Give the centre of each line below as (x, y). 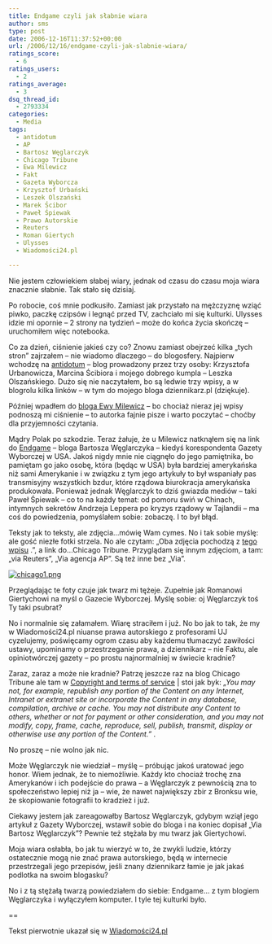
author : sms (29, 24)
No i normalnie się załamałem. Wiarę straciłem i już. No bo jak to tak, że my (134, 623)
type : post (27, 31)
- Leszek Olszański (49, 197)
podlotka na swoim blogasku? (58, 875)
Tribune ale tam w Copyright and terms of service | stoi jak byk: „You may (132, 682)
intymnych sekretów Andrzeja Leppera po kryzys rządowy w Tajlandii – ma (134, 508)
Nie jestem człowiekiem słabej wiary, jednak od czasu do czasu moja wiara (134, 281)
